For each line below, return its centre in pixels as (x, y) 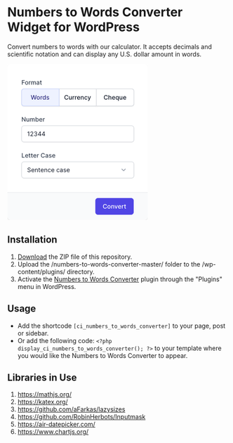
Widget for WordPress (74, 27)
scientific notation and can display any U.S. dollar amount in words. (105, 54)
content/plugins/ (41, 271)
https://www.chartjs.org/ (53, 432)
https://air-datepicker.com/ (56, 424)
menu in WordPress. (47, 286)
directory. (80, 271)
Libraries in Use (42, 377)
